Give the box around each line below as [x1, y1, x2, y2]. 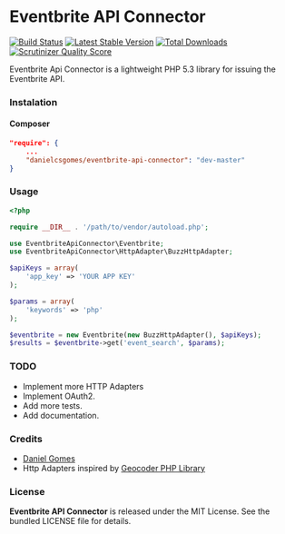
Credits [9, 432, 43, 445]
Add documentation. [22, 410, 100, 420]
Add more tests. [22, 400, 84, 410]
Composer [9, 118, 51, 129]
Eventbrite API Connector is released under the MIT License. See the [9, 506, 270, 517]
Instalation [9, 95, 58, 108]
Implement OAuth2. [22, 391, 95, 401]
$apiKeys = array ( [9, 263, 79, 273]
